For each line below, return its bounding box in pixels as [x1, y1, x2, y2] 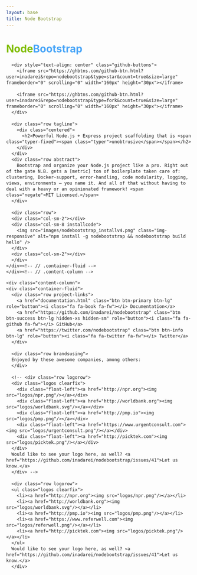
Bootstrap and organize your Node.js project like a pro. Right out [17, 163, 189, 168]
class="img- [137, 228, 168, 233]
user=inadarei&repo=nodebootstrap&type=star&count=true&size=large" [6, 74, 178, 80]
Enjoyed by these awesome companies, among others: [11, 357, 142, 363]
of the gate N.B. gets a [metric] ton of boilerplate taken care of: [6, 168, 181, 174]
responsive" [6, 233, 35, 239]
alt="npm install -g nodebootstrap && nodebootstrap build [37, 233, 186, 239]
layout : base [6, 9, 38, 15]
